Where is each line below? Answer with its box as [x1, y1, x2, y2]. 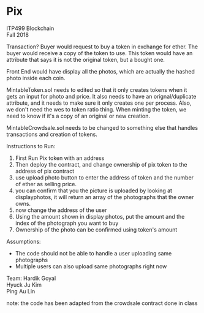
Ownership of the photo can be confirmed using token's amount [15, 225, 178, 233]
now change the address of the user [15, 206, 107, 214]
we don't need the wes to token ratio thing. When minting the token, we [6, 105, 187, 113]
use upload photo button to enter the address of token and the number [15, 173, 194, 181]
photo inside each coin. [6, 74, 66, 81]
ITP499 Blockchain [6, 25, 55, 32]
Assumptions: [6, 238, 41, 245]
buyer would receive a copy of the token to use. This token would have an [6, 49, 193, 56]
